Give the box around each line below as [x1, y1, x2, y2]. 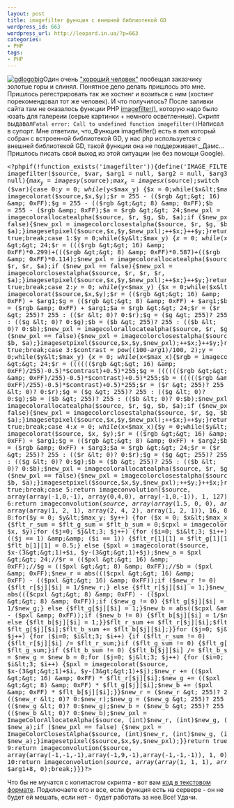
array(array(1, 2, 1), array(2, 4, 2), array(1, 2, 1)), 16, [7, 506, 221, 514]
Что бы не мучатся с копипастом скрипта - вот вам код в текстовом [7, 778, 211, 786]
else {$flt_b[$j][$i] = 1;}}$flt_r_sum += [7, 618, 155, 626]
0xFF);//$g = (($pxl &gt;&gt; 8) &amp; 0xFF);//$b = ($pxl [7, 562, 214, 570]
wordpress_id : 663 [7, 23, 61, 30]
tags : [7, 50, 23, 57]
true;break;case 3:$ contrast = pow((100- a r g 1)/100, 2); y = [7, 346, 214, 353]
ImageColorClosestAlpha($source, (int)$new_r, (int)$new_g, [7, 730, 217, 737]
